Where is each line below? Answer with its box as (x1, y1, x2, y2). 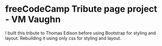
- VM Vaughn (5, 14, 61, 25)
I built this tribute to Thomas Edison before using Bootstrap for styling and (5, 30, 156, 36)
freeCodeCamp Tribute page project (5, 3, 158, 15)
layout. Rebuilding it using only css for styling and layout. (5, 35, 121, 41)
